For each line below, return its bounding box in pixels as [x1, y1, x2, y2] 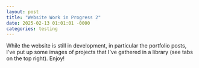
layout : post [6, 8, 39, 15]
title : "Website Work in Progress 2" [6, 14, 101, 20]
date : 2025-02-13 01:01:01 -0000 [6, 20, 90, 26]
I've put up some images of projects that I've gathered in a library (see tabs [6, 49, 193, 56]
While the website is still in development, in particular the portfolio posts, [6, 42, 187, 49]
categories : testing [6, 25, 58, 32]
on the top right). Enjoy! [6, 55, 65, 62]
